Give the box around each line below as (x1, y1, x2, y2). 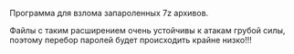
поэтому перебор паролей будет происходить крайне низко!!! (9, 35, 253, 45)
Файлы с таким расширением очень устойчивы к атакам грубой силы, (9, 25, 286, 35)
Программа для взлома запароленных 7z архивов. (9, 8, 209, 18)
